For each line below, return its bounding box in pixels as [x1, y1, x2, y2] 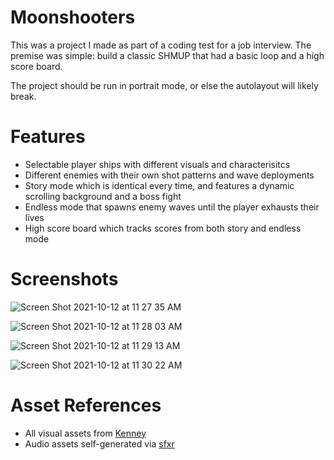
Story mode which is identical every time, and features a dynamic [24, 179, 295, 191]
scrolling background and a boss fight [24, 190, 182, 202]
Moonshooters [10, 6, 136, 29]
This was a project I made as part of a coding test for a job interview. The [10, 39, 312, 51]
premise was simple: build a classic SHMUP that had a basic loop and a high [10, 49, 325, 61]
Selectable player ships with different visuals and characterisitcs [24, 158, 291, 170]
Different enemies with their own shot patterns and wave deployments [24, 169, 315, 181]
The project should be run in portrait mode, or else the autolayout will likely [10, 79, 319, 91]
